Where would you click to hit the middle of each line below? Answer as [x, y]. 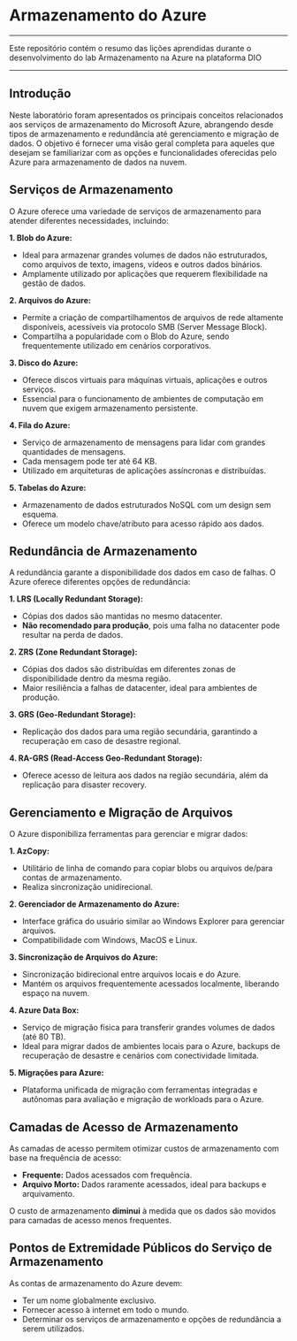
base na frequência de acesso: [65, 1158]
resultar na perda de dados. [72, 635]
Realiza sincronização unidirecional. [87, 887]
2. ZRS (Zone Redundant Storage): [73, 652]
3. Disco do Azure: [44, 363]
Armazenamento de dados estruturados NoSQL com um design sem [146, 504]
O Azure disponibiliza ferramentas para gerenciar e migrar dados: [129, 834]
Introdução [40, 94]
